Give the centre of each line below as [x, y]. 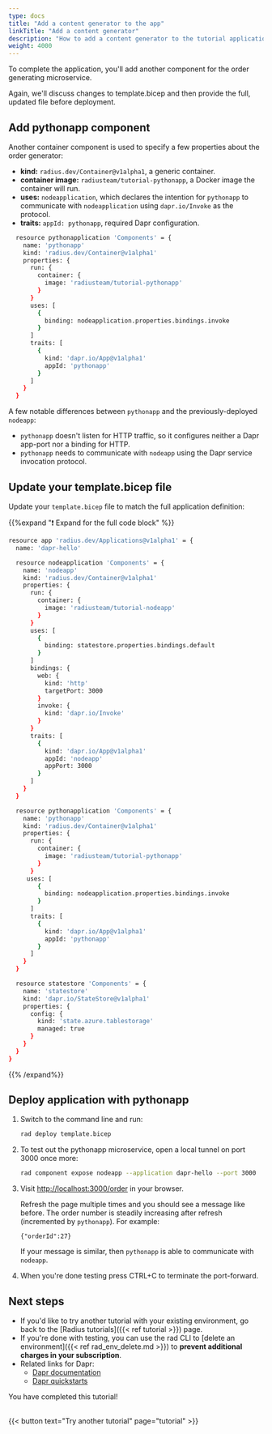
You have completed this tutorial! [63, 1397]
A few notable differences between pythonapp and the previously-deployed [133, 412]
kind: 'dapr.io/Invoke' [85, 714]
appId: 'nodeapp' [74, 758]
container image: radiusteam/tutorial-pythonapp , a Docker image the [137, 180]
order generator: [36, 156]
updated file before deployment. [62, 102]
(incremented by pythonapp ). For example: [90, 1222]
